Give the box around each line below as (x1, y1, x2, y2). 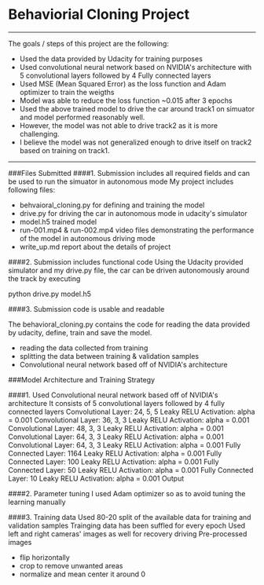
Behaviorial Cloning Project (8, 5, 190, 24)
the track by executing (8, 273, 81, 283)
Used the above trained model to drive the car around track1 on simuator (19, 104, 255, 113)
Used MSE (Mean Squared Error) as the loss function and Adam (19, 79, 226, 88)
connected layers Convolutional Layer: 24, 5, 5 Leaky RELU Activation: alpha (8, 407, 255, 416)
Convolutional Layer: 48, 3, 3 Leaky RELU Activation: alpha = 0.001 (8, 423, 224, 433)
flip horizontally (19, 552, 71, 562)
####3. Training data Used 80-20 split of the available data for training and (8, 512, 251, 521)
